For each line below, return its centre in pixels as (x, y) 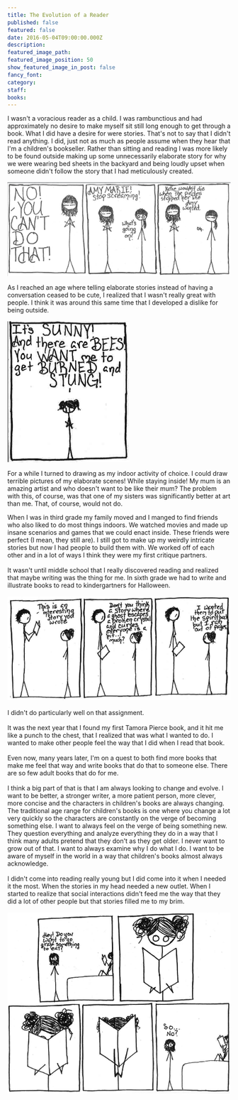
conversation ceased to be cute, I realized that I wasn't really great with (112, 295)
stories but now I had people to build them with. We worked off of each (111, 548)
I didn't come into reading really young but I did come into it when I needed (117, 878)
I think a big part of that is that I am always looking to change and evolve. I (116, 788)
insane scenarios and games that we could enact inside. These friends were (119, 533)
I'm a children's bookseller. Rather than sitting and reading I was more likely (118, 148)
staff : (17, 90)
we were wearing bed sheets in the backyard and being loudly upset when (116, 164)
